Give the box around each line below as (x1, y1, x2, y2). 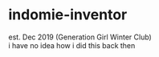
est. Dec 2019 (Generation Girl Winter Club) (8, 32, 153, 42)
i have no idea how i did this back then (8, 40, 136, 50)
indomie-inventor (8, 6, 128, 24)
